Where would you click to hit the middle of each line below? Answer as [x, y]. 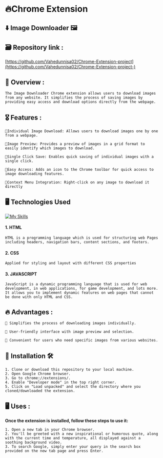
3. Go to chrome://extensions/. [38, 378]
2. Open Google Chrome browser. [38, 374]
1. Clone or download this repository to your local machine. [70, 370]
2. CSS [12, 253]
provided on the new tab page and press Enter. [54, 451]
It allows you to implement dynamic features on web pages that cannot [79, 293]
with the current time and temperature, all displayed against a [73, 438]
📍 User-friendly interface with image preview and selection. [70, 332]
